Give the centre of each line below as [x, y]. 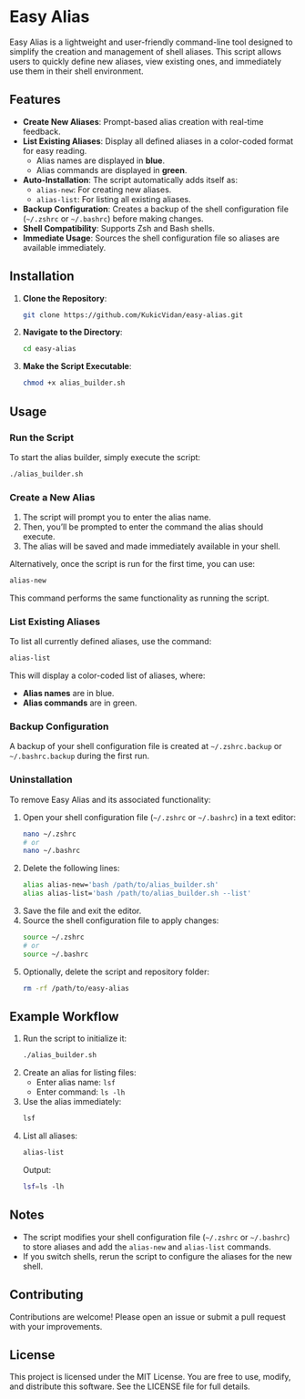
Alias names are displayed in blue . [101, 160]
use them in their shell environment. [76, 71]
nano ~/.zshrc [49, 834]
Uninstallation [41, 779]
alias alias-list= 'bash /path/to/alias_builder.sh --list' [137, 894]
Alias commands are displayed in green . [112, 170]
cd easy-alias [49, 349]
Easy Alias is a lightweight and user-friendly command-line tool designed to [151, 42]
